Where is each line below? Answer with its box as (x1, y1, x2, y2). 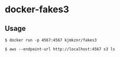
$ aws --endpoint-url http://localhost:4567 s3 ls (5, 47, 115, 52)
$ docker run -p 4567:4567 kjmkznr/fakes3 (5, 37, 97, 43)
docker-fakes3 (5, 4, 69, 15)
